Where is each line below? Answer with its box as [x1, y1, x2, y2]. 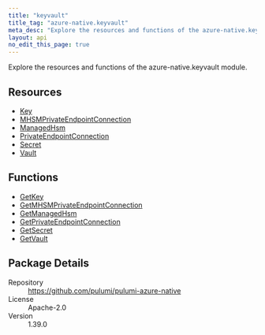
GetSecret [19, 225, 53, 235]
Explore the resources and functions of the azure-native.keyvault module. [8, 62, 248, 72]
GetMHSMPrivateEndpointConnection [19, 200, 144, 210]
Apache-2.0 [28, 303, 67, 312]
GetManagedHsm [19, 208, 77, 218]
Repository [8, 277, 43, 287]
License [8, 294, 34, 303]
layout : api [8, 33, 47, 42]
